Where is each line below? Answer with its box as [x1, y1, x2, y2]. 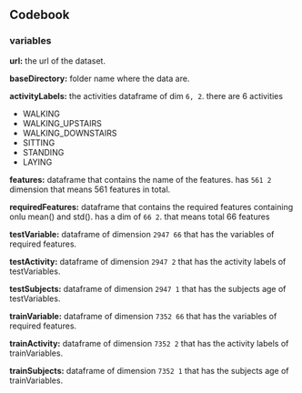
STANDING [22, 146, 65, 157]
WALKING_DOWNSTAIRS [22, 127, 117, 138]
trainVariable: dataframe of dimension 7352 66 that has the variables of [9, 310, 277, 321]
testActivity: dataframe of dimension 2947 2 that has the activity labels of [9, 256, 287, 267]
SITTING [22, 136, 55, 148]
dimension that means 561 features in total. [9, 184, 171, 195]
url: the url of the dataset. [9, 55, 106, 66]
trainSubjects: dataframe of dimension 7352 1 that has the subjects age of [9, 365, 289, 376]
